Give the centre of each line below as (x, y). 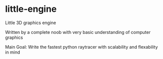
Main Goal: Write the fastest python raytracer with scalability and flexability (81, 47)
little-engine (31, 9)
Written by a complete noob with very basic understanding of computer (78, 32)
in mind (13, 52)
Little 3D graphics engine (31, 23)
